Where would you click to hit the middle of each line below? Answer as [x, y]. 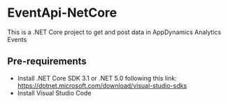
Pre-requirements [47, 62]
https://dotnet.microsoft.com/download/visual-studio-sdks [102, 86]
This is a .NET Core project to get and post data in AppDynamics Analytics [114, 32]
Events [17, 39]
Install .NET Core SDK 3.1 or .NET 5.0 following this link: [97, 78]
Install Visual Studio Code [54, 93]
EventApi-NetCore [62, 13]
